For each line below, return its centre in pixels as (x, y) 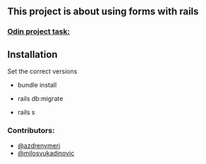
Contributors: (31, 131)
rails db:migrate (40, 99)
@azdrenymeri (39, 146)
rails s (26, 113)
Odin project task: (39, 32)
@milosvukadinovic (46, 153)
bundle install (37, 85)
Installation (32, 55)
